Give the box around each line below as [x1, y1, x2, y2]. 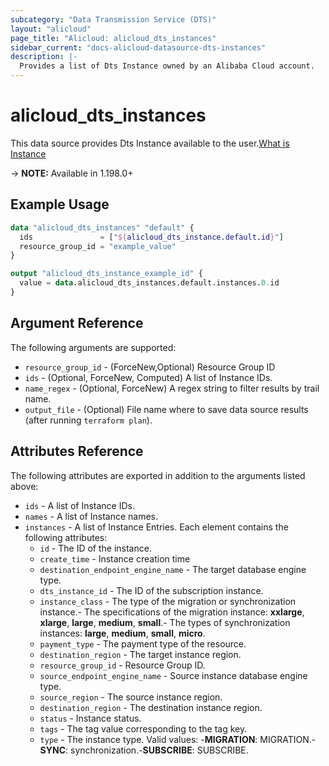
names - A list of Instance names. [24, 510, 158, 522]
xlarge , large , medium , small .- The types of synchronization [39, 616, 291, 628]
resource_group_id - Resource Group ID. [39, 659, 206, 671]
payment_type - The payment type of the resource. [39, 637, 247, 650]
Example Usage [10, 196, 110, 213]
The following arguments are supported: [10, 341, 177, 353]
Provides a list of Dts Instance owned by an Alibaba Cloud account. [19, 61, 315, 71]
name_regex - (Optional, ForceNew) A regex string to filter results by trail [24, 382, 320, 394]
